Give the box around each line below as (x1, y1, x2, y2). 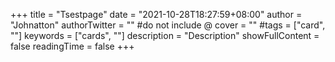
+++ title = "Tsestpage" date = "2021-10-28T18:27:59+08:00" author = (10, 9, 303, 20)
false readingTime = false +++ (10, 40, 135, 52)
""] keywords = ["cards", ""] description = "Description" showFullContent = (10, 30, 320, 41)
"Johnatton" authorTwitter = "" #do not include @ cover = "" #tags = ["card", (10, 19, 326, 31)
